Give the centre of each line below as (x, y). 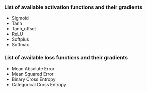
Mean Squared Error (33, 74)
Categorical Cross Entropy (39, 84)
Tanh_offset (24, 29)
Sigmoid (20, 18)
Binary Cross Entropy (34, 79)
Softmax (20, 45)
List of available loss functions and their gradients (66, 58)
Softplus (20, 39)
